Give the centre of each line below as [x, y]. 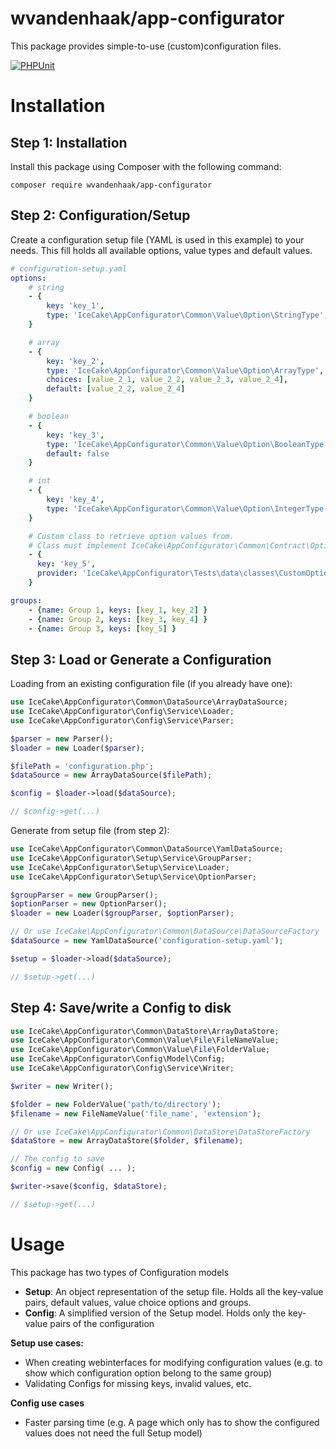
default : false [78, 453]
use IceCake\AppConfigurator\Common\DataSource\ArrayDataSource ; [149, 702]
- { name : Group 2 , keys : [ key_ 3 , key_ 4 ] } [118, 619]
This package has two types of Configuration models [120, 1272]
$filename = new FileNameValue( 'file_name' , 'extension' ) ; [136, 1113]
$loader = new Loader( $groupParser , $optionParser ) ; [122, 913]
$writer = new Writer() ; [62, 1086]
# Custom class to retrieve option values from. [131, 536]
